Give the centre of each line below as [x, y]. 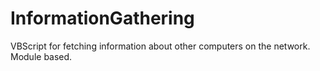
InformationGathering [102, 18]
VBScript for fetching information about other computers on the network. [160, 46]
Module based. [41, 56]
